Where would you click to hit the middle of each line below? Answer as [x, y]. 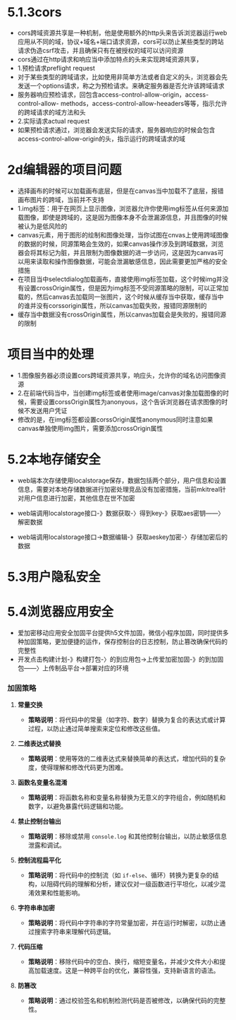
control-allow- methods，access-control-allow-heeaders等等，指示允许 [122, 103]
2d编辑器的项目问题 [64, 170]
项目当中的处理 [51, 355]
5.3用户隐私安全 [54, 577]
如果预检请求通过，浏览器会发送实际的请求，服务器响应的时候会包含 [116, 130]
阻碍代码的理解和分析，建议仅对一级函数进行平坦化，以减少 [133, 884]
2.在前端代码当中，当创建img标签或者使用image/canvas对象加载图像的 [120, 393]
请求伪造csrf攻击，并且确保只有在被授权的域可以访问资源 [100, 50]
